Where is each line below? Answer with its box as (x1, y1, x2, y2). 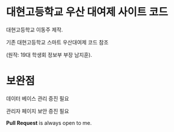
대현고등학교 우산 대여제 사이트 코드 (6, 5, 168, 19)
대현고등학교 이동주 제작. (6, 26, 63, 33)
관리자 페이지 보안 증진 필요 (6, 107, 70, 114)
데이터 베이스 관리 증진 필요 (6, 95, 70, 102)
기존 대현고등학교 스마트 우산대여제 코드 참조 (6, 38, 109, 46)
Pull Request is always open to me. (6, 119, 92, 126)
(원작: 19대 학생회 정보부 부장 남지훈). (6, 51, 93, 58)
